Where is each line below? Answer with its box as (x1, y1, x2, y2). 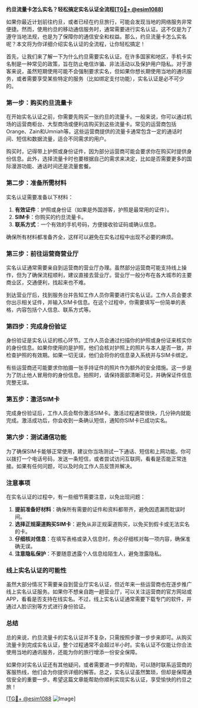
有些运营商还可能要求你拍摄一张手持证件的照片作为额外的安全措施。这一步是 (6, 364, 192, 371)
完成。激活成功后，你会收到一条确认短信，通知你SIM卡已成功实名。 (6, 417, 171, 424)
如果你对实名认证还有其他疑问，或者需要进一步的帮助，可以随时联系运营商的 (6, 661, 192, 668)
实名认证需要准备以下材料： (6, 193, 74, 200)
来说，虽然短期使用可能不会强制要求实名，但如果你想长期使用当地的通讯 (11, 68, 187, 74)
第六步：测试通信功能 (6, 433, 67, 442)
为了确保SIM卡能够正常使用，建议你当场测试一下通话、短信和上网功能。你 (6, 448, 186, 455)
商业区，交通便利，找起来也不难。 (6, 279, 89, 286)
